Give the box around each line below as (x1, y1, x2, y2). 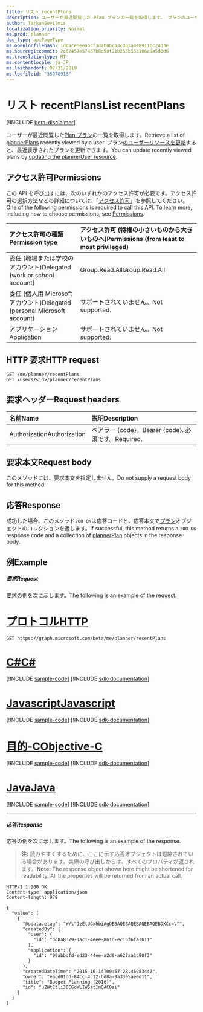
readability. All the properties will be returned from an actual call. (21, 872, 182, 880)
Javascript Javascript (6, 696, 116, 710)
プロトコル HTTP (6, 614, 89, 628)
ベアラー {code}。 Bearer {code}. (91, 425, 184, 434)
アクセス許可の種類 (9, 230, 64, 239)
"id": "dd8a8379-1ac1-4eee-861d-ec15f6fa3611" (33, 937, 153, 943)
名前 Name (9, 414, 39, 422)
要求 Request (6, 575, 39, 582)
